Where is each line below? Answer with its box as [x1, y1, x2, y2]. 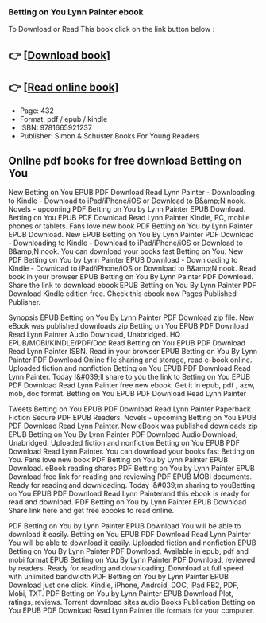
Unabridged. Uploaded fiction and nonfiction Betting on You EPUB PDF [8, 438, 241, 448]
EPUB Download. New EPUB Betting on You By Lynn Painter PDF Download [8, 230, 254, 239]
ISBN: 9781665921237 [19, 123, 93, 132]
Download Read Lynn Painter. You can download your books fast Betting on [8, 446, 256, 456]
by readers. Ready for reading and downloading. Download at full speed [8, 563, 244, 573]
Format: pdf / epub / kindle [19, 114, 108, 123]
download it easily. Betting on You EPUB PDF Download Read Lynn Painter [8, 530, 252, 539]
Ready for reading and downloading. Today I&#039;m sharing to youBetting [8, 481, 256, 490]
